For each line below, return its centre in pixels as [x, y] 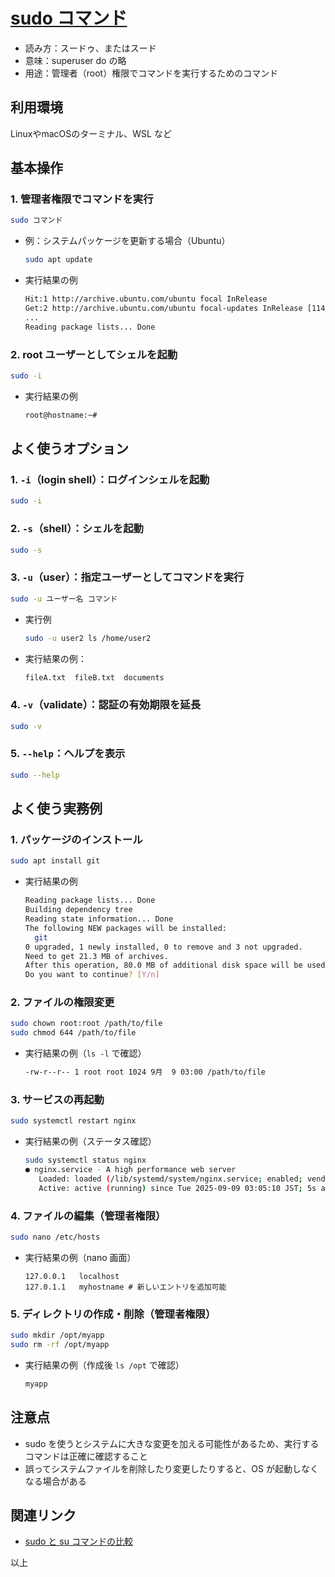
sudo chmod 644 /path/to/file [73, 1033]
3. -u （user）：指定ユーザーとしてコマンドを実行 [127, 577]
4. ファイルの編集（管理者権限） [88, 1216]
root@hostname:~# [61, 415]
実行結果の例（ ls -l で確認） [85, 1053]
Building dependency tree [78, 910]
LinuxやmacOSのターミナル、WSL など [91, 133]
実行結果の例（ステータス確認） [90, 1141]
